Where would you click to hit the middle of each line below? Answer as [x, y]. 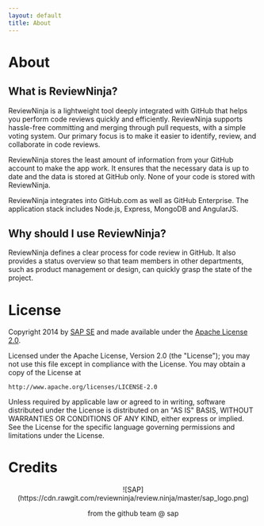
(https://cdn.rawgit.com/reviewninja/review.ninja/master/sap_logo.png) [133, 498]
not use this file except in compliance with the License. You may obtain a [127, 364]
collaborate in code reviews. [54, 144]
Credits [33, 468]
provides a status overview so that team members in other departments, [126, 261]
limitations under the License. [56, 436]
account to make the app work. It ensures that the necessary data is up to [129, 168]
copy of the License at [45, 373]
